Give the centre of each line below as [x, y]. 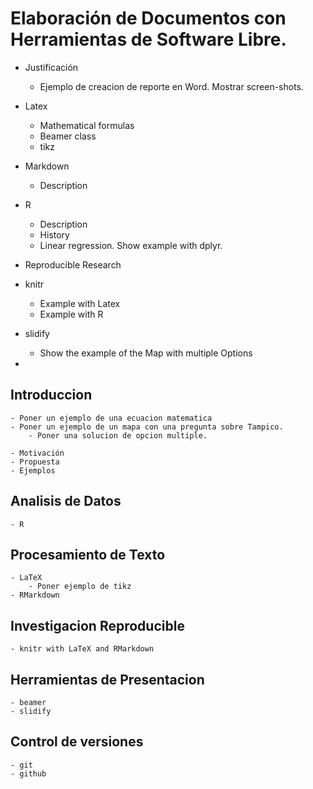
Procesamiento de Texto [88, 554]
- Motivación [37, 453]
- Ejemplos [33, 470]
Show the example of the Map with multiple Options [146, 353]
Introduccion [51, 395]
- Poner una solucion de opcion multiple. [118, 435]
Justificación [51, 67]
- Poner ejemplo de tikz [80, 587]
